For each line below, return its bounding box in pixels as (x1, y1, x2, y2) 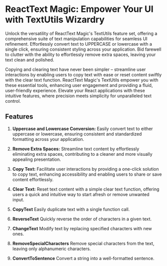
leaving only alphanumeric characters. (12, 246, 91, 252)
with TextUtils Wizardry (5, 14, 105, 25)
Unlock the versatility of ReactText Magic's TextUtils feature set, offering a (5, 30, 158, 36)
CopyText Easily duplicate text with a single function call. (12, 206, 130, 212)
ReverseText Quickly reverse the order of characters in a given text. (12, 216, 152, 222)
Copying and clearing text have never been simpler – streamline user (5, 66, 146, 72)
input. (12, 197, 24, 202)
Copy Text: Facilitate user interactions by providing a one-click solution (12, 166, 159, 172)
